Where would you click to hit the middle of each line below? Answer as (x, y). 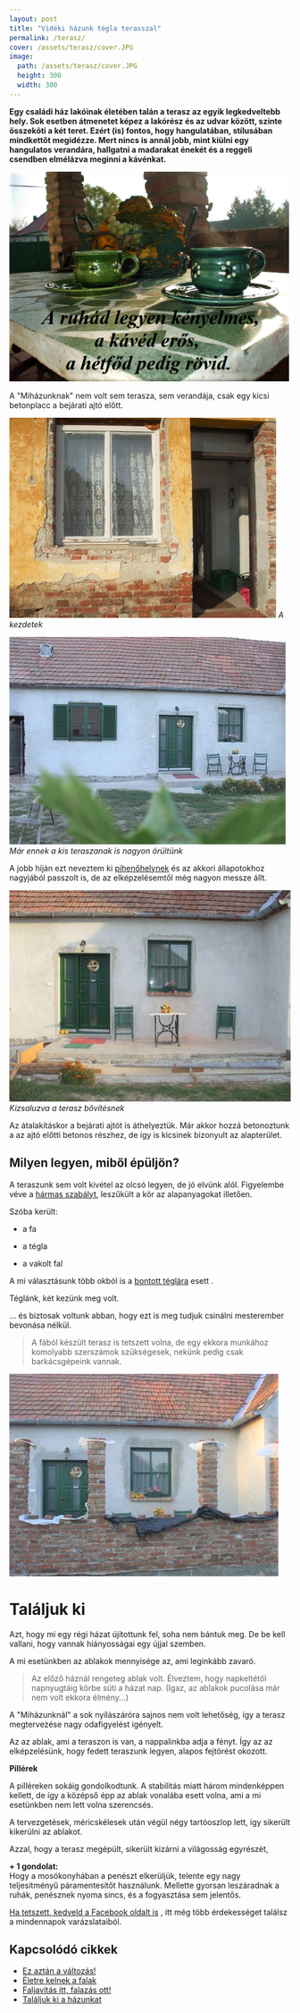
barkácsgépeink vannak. (76, 1361)
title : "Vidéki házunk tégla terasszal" (86, 28)
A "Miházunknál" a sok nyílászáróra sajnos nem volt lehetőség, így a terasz (147, 1714)
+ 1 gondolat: (34, 1866)
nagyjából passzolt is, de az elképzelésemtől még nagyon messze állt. (138, 878)
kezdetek (26, 624)
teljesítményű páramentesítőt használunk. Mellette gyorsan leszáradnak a (144, 1885)
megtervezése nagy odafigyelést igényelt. (86, 1724)
